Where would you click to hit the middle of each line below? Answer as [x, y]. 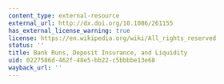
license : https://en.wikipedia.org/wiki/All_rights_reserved [112, 38]
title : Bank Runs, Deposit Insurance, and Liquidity [98, 53]
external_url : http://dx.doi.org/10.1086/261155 [91, 23]
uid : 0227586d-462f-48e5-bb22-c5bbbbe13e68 [82, 61]
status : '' [26, 46]
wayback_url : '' [35, 68]
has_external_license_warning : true [69, 30]
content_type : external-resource [64, 16]
